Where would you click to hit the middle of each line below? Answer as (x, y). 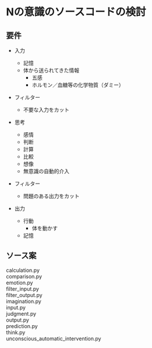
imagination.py (24, 301)
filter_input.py (23, 289)
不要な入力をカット (46, 110)
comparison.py (24, 276)
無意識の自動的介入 (46, 171)
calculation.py (23, 270)
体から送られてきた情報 (51, 70)
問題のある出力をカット (51, 196)
